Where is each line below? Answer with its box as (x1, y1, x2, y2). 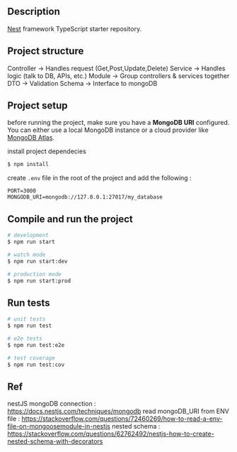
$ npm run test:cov (7, 361, 65, 368)
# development (7, 232, 50, 239)
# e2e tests (7, 335, 42, 342)
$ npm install (7, 161, 50, 168)
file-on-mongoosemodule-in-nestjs (7, 422, 111, 431)
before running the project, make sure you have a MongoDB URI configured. (7, 118, 230, 127)
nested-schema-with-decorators (7, 437, 103, 446)
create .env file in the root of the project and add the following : (7, 174, 192, 182)
